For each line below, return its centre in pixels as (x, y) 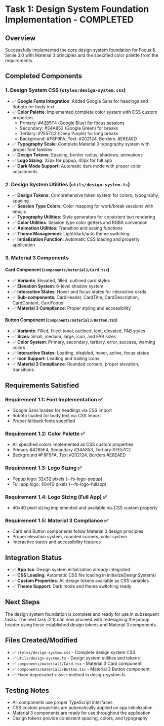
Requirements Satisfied (42, 385)
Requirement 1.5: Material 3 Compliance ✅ (57, 520)
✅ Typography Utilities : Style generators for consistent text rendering (84, 217)
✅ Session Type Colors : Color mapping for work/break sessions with (83, 206)
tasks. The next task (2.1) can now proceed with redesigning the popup (77, 619)
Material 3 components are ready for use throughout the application (81, 713)
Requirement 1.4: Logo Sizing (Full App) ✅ (56, 497)
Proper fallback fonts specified (43, 421)
